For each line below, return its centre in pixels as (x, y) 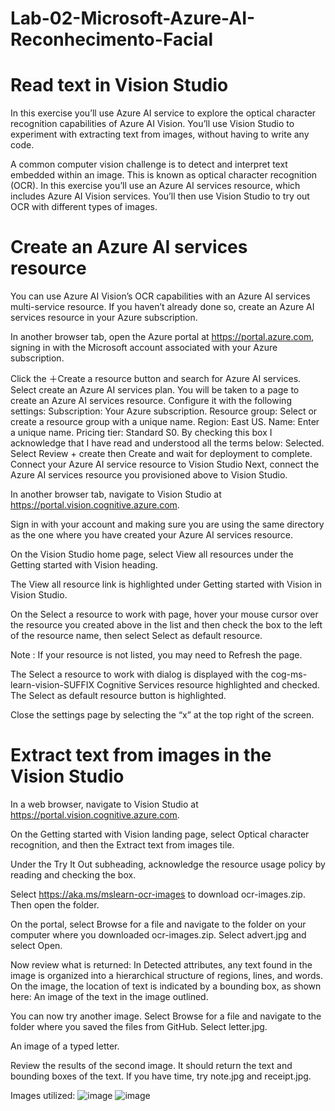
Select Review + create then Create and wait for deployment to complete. (161, 454)
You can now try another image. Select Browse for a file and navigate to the (166, 1016)
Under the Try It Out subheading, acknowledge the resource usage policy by (168, 864)
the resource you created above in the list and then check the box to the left (166, 625)
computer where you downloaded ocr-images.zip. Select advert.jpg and (158, 935)
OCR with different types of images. (84, 207)
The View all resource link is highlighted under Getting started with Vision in (166, 584)
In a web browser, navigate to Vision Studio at (104, 804)
